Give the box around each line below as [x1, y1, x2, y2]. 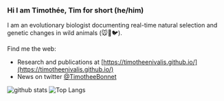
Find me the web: [7, 45, 56, 53]
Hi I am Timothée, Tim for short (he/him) [7, 5, 144, 15]
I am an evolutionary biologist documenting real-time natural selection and [7, 21, 218, 30]
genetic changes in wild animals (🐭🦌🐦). [7, 29, 122, 37]
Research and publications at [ [16, 58, 104, 67]
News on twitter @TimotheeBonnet [16, 73, 117, 81]
